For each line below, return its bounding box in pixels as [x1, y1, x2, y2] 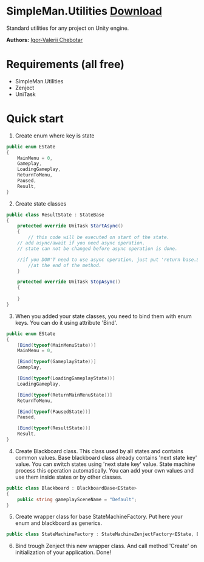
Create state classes [15, 199, 67, 207]
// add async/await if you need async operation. [17, 240, 146, 246]
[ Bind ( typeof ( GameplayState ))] [17, 359, 97, 365]
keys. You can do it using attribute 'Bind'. [15, 319, 118, 326]
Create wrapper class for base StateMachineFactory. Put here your [15, 513, 183, 521]
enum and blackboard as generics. [15, 519, 102, 527]
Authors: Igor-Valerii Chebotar [6, 36, 83, 43]
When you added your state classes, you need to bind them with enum [15, 312, 192, 320]
